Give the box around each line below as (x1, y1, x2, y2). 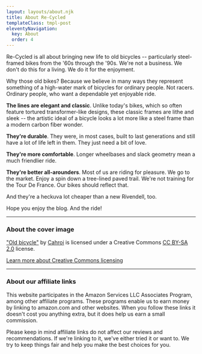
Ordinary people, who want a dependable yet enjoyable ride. (6, 91, 156, 97)
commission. (6, 316, 38, 324)
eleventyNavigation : (6, 25, 58, 32)
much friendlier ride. (6, 157, 57, 164)
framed (6, 59, 25, 67)
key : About (11, 31, 39, 37)
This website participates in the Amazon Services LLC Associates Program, (6, 291, 193, 298)
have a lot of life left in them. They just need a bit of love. (6, 139, 147, 146)
